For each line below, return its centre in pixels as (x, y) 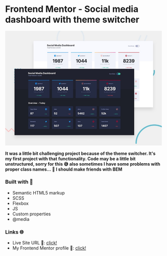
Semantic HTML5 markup (39, 192)
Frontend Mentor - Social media (72, 9)
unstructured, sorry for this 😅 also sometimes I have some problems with (83, 164)
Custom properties (32, 214)
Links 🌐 (14, 232)
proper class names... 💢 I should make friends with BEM (64, 169)
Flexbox (20, 203)
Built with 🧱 (19, 182)
